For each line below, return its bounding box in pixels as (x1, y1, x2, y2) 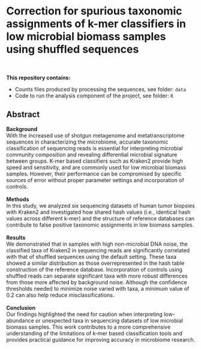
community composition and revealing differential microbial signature (6, 151, 178, 158)
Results (6, 234, 26, 241)
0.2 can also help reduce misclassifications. (6, 291, 115, 299)
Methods (6, 195, 29, 202)
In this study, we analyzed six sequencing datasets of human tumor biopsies (6, 202, 195, 209)
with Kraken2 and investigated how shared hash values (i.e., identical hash (6, 208, 191, 216)
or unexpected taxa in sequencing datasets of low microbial (35, 317, 183, 324)
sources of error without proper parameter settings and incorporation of (6, 176, 184, 184)
